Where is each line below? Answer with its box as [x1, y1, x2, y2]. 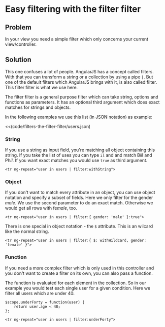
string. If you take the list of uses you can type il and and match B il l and [5, 152, 153, 158]
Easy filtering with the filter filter [5, 3, 141, 15]
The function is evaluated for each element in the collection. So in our [5, 280, 146, 286]
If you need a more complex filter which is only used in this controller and [5, 265, 154, 271]
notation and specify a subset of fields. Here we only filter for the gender [5, 195, 153, 200]
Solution [5, 56, 32, 64]
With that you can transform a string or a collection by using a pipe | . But [5, 74, 154, 80]
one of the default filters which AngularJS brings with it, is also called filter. [5, 79, 157, 85]
